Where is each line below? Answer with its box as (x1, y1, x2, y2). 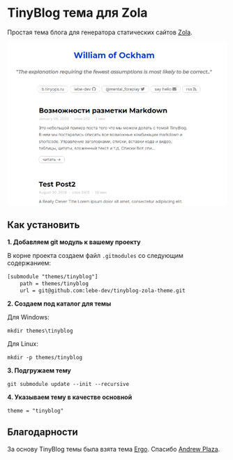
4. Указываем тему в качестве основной (7, 393, 133, 401)
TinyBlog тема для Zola (7, 5, 148, 21)
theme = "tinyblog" (7, 407, 64, 414)
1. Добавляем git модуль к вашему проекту (7, 238, 141, 246)
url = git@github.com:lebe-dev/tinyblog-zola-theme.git (20, 287, 186, 294)
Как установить (7, 219, 80, 231)
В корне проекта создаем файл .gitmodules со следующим (7, 251, 183, 259)
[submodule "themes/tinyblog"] (7, 273, 98, 280)
